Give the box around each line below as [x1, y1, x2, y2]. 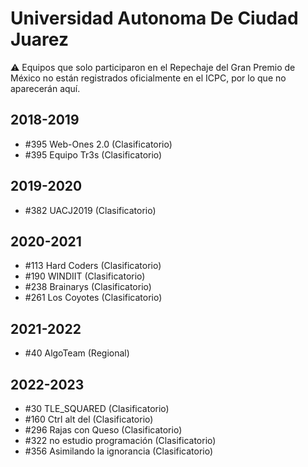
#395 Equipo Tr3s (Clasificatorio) [24, 148, 163, 161]
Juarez [10, 28, 69, 51]
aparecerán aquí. [10, 82, 81, 94]
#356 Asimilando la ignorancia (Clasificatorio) [24, 445, 214, 457]
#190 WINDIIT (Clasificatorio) [24, 270, 146, 282]
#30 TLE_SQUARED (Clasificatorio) [24, 403, 170, 414]
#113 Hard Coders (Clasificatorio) [24, 260, 162, 272]
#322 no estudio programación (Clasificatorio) [24, 435, 217, 446]
